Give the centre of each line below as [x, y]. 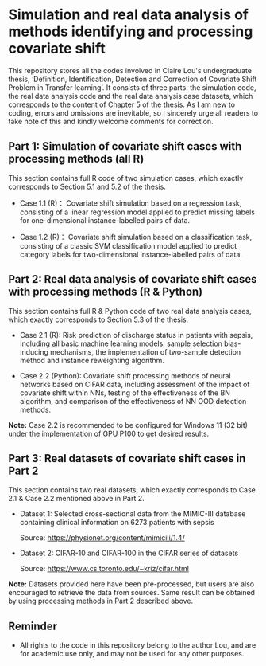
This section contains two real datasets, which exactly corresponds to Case [132, 490]
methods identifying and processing [131, 31]
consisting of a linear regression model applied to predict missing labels [137, 212]
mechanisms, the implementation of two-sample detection [146, 351]
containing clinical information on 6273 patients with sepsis [117, 523]
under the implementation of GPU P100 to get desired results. [109, 433]
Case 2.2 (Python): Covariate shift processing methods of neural [125, 375]
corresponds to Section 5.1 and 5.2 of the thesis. [87, 186]
